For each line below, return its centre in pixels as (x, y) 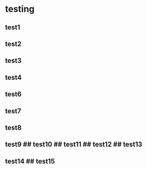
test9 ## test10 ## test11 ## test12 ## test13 (74, 145)
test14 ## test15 (30, 161)
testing (20, 9)
